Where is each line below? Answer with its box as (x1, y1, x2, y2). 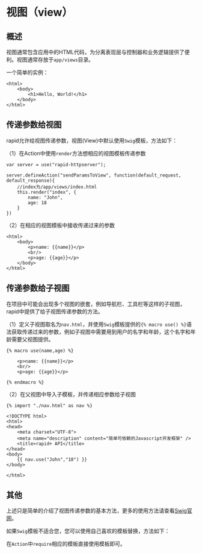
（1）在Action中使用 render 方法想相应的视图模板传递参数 (6, 149, 146, 157)
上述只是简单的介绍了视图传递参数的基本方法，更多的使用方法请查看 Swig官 (6, 507, 192, 514)
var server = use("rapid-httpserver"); (6, 161, 106, 167)
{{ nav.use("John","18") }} (17, 456, 87, 463)
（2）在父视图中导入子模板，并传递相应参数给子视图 (6, 390, 136, 398)
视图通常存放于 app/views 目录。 (16, 56, 94, 63)
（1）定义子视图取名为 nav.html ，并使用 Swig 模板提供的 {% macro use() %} (6, 320, 187, 328)
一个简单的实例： (6, 69, 49, 76)
